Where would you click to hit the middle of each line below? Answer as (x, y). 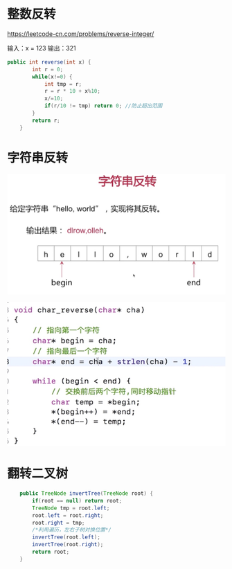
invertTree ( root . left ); (66, 537)
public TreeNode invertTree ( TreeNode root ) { (87, 494)
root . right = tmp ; (59, 523)
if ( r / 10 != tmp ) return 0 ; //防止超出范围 (103, 106)
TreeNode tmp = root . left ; (71, 508)
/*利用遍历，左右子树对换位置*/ (72, 530)
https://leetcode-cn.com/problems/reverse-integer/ (81, 34)
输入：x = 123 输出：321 (42, 48)
